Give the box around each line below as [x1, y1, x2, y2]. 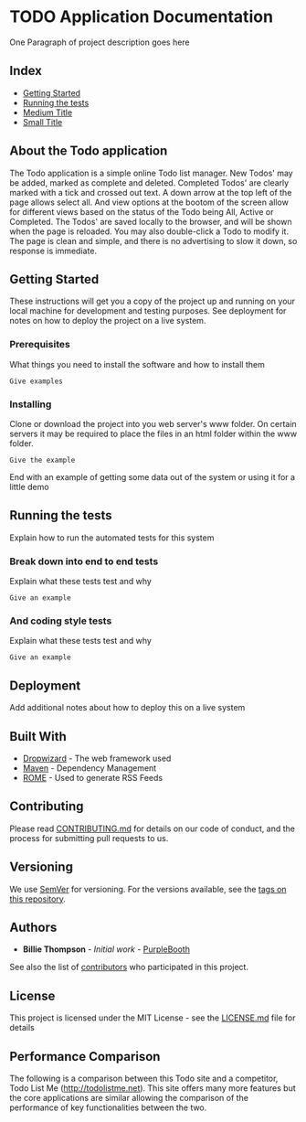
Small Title [22, 116, 63, 127]
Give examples [9, 377, 64, 386]
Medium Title [22, 107, 73, 118]
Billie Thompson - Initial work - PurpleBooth [22, 944, 190, 955]
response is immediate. [9, 245, 98, 256]
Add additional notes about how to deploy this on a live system [9, 702, 246, 713]
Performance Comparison [9, 1049, 161, 1064]
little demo [9, 481, 49, 492]
